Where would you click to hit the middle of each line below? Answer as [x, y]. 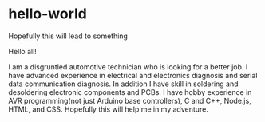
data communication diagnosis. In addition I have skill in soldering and [123, 84]
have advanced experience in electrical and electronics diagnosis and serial [133, 75]
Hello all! [23, 51]
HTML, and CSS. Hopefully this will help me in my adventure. [109, 109]
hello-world [48, 14]
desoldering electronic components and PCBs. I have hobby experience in [130, 92]
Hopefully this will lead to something [68, 36]
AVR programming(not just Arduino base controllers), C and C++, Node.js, [130, 100]
